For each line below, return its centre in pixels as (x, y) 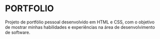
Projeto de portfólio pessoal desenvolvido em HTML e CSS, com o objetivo (80, 22)
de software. (18, 32)
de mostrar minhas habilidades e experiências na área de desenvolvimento (80, 27)
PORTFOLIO (30, 9)
